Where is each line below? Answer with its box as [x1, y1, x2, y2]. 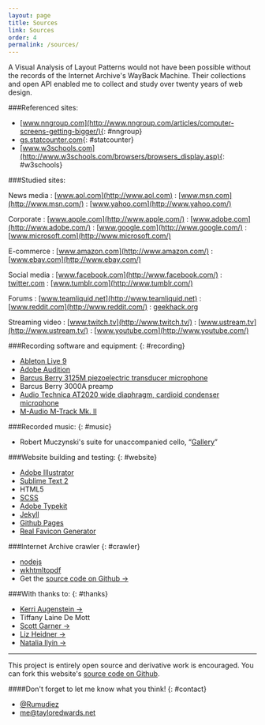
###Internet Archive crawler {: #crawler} [8, 542, 140, 551]
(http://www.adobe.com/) [8, 222, 91, 233]
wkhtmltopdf [19, 566, 62, 575]
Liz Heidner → [19, 630, 66, 639]
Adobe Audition [19, 364, 71, 375]
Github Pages [19, 518, 65, 528]
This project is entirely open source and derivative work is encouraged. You [8, 660, 254, 671]
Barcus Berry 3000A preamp [19, 382, 114, 391]
